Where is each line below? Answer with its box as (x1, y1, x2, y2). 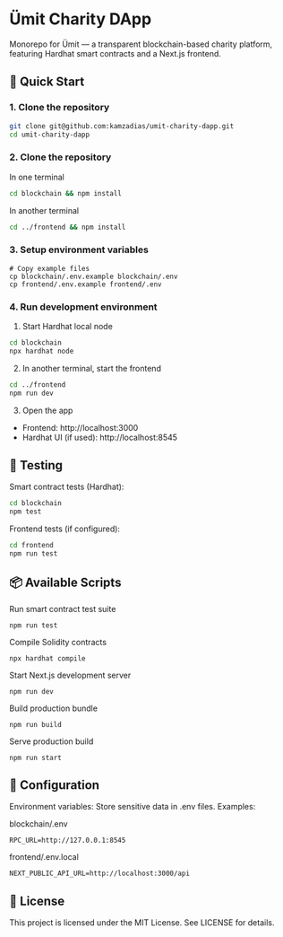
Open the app (21, 405, 73, 416)
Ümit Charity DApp (9, 9, 152, 30)
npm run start (9, 753, 63, 762)
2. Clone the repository (9, 151, 112, 163)
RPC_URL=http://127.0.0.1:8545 (9, 836, 126, 845)
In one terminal (9, 171, 65, 182)
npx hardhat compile (9, 653, 87, 663)
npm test (9, 507, 42, 516)
